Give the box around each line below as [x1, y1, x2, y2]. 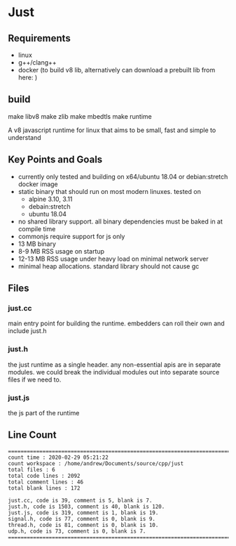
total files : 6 [8, 466, 55, 473]
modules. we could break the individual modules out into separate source [8, 368, 220, 376]
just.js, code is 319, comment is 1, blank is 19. [8, 509, 159, 516]
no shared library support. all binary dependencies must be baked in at [18, 217, 223, 226]
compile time [18, 224, 56, 233]
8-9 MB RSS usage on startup [18, 247, 104, 255]
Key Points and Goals [8, 154, 103, 166]
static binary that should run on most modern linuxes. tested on [18, 187, 202, 195]
